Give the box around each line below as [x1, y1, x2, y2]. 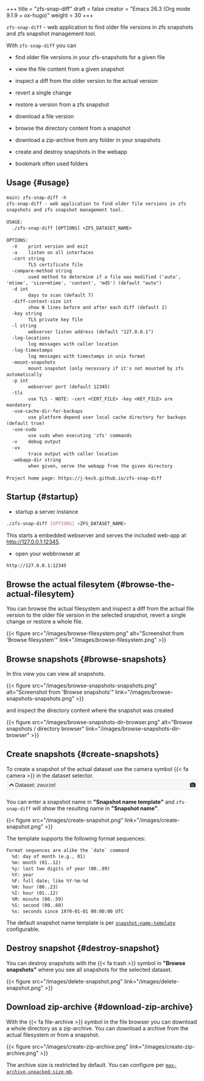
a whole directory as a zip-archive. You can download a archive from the [6, 1024, 189, 1032]
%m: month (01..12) [12, 860, 62, 866]
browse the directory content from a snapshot [15, 124, 131, 132]
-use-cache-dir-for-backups [12, 408, 83, 414]
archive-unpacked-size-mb [6, 1069, 72, 1075]
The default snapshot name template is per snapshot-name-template [6, 919, 175, 927]
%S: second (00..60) [12, 902, 64, 908]
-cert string [12, 256, 45, 262]
